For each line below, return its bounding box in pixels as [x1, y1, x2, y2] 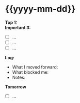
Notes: [12, 74, 26, 81]
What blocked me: [12, 69, 49, 75]
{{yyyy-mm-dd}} [5, 3, 76, 15]
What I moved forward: [12, 64, 58, 70]
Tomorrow [5, 84, 27, 90]
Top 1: [5, 19, 17, 25]
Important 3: [5, 24, 31, 30]
